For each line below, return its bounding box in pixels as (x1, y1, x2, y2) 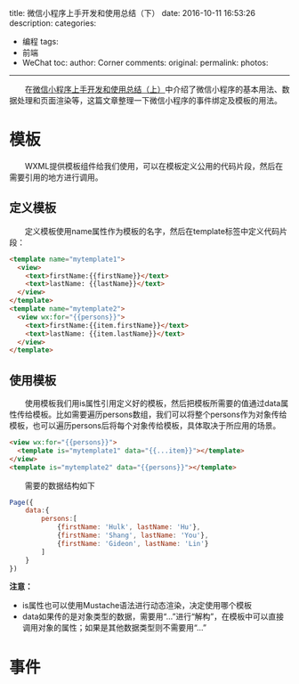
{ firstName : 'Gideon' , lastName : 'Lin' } (56, 539, 209, 548)
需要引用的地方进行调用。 (9, 172, 103, 183)
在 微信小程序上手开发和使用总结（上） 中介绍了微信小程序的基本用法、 (24, 84, 282, 94)
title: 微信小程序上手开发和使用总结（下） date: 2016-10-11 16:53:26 (9, 8, 256, 18)
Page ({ (9, 498, 34, 507)
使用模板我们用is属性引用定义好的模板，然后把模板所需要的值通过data (24, 398, 281, 409)
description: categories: (9, 18, 97, 28)
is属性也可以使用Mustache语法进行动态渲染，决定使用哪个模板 (21, 600, 252, 611)
